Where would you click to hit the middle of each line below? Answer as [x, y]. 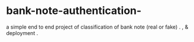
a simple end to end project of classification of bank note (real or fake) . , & [97, 27]
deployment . [22, 33]
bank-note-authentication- [74, 11]
